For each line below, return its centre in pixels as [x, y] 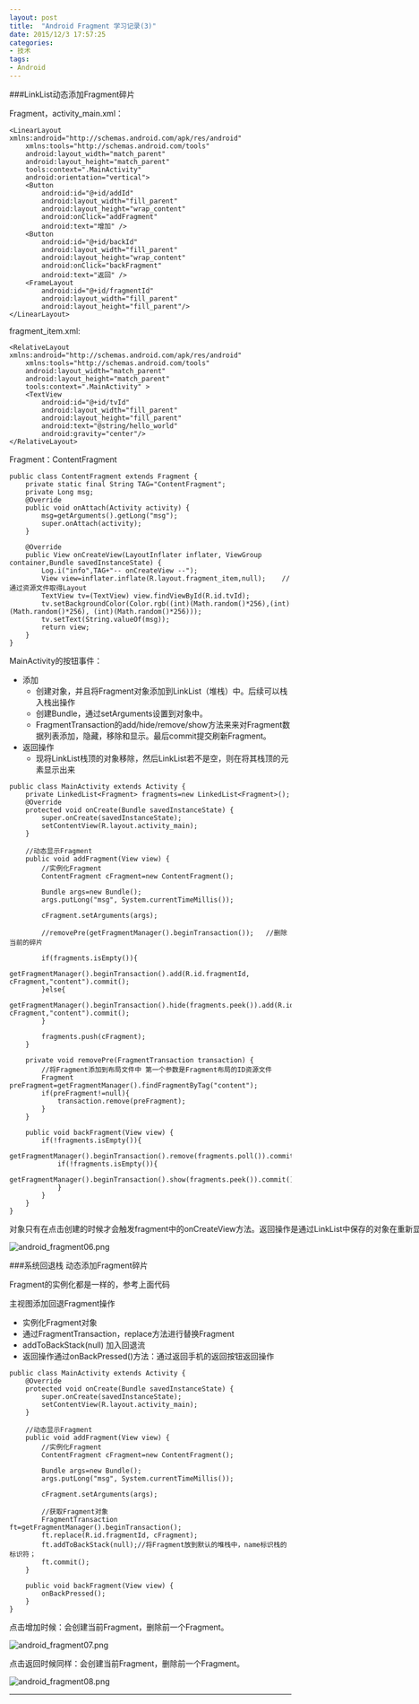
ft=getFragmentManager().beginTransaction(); [95, 1527]
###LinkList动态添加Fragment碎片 [72, 94]
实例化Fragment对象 [60, 1322]
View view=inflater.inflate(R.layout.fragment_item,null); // [166, 578]
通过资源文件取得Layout [48, 588]
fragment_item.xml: [45, 331]
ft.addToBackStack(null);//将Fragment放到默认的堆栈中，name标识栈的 [164, 1544]
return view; [66, 627]
